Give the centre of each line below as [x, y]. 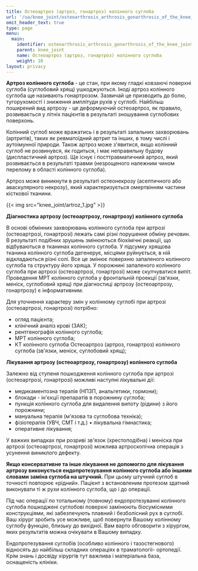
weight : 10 [30, 61]
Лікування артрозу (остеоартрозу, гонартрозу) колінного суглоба [92, 362]
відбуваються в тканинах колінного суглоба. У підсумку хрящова [88, 247]
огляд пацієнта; [34, 319]
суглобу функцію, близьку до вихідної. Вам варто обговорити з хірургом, [98, 526]
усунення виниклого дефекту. [44, 453]
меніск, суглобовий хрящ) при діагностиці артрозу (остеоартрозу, [90, 284]
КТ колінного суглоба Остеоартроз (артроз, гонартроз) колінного [98, 345]
